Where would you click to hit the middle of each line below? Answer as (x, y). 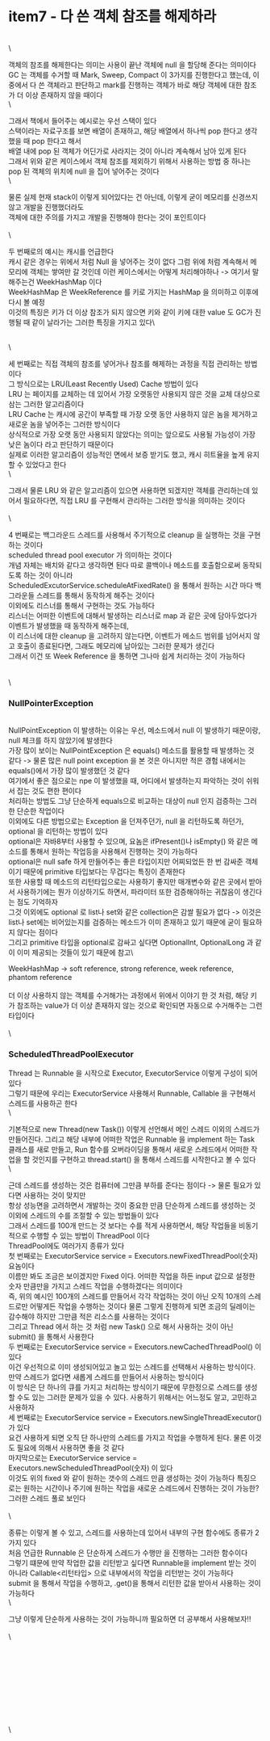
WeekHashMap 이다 (69, 282)
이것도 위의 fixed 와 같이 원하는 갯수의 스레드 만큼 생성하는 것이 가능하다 (122, 1478)
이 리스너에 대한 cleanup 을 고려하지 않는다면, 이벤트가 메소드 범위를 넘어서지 (130, 636)
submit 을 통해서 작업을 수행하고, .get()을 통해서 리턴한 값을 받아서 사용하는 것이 (135, 1583)
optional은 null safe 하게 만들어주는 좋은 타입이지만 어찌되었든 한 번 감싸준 (126, 862)
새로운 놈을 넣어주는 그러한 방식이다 (64, 424)
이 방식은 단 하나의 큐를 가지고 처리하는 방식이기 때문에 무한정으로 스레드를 (126, 1387)
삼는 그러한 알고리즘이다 (46, 404)
